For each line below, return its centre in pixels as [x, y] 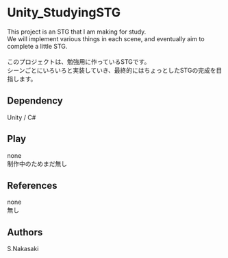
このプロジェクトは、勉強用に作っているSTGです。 [79, 61]
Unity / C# [22, 117]
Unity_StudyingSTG [64, 13]
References [32, 186]
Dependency [35, 101]
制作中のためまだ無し [37, 163]
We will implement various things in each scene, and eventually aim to [106, 38]
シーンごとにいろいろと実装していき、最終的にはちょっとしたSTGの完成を [112, 70]
